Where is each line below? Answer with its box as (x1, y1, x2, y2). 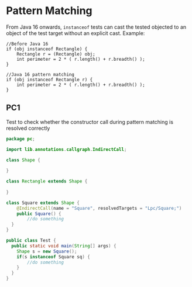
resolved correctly (6, 125, 50, 132)
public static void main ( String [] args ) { (11, 243, 116, 249)
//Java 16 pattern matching (6, 71, 75, 77)
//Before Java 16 (6, 41, 49, 47)
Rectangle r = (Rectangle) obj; (16, 51, 95, 57)
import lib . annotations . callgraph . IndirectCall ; (6, 146, 127, 153)
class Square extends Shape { (6, 200, 80, 206)
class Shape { (6, 157, 41, 163)
